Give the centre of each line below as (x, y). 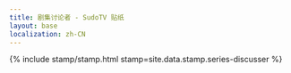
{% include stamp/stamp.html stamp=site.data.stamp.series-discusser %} (146, 60)
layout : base (34, 26)
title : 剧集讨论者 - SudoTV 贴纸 (67, 17)
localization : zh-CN (48, 34)
